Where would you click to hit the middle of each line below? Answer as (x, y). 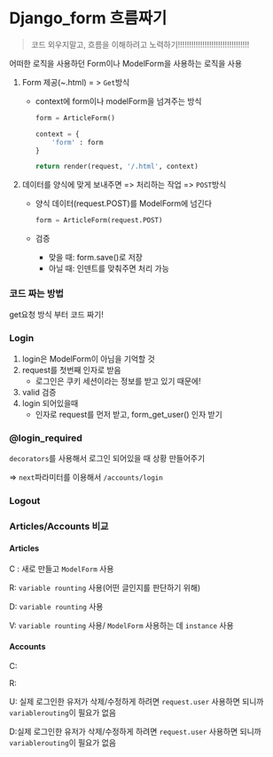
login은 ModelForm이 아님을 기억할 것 (88, 359)
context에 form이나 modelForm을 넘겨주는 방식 (118, 101)
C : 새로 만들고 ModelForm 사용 (62, 569)
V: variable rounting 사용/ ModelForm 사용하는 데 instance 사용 (121, 626)
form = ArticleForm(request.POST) (99, 220)
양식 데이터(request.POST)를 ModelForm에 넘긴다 (124, 203)
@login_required (46, 438)
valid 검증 (39, 392)
